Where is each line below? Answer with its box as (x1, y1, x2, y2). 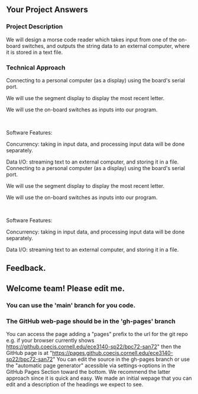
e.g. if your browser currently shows (6, 337, 95, 344)
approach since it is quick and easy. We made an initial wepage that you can (6, 374, 192, 382)
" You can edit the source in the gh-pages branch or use (53, 355, 190, 363)
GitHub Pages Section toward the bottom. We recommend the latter (6, 368, 171, 375)
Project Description (6, 23, 63, 31)
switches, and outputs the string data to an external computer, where (21, 42, 190, 49)
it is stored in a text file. (6, 49, 63, 56)
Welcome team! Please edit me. (6, 283, 125, 293)
